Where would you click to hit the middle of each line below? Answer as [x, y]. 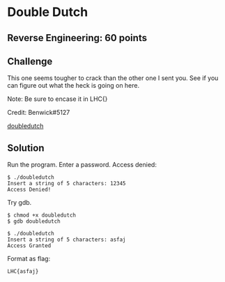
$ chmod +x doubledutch [42, 216]
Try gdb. [20, 203]
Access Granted [29, 246]
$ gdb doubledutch [34, 221]
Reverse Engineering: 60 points [77, 38]
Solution [26, 148]
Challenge [30, 61]
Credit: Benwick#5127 [39, 113]
